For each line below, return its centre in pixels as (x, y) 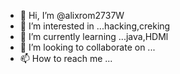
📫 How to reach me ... (66, 58)
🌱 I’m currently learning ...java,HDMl (94, 36)
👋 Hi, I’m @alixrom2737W (72, 15)
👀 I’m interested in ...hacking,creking (95, 26)
